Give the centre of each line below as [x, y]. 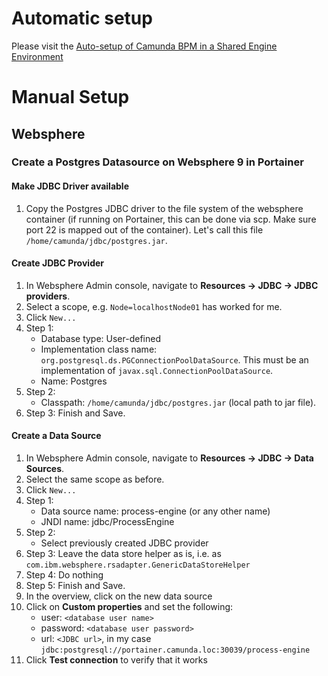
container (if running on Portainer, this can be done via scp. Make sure [171, 219]
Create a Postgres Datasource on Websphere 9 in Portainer [157, 162]
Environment [37, 56]
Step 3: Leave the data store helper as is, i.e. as [123, 554]
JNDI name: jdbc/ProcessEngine [107, 522]
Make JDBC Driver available [70, 186]
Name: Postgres [74, 381]
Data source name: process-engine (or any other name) [155, 511]
